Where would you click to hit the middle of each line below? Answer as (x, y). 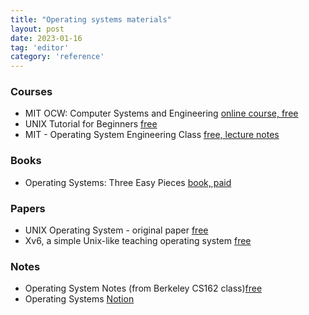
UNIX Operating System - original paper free (116, 230)
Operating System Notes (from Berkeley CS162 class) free (143, 288)
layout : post (37, 29)
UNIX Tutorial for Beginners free (91, 124)
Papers (28, 208)
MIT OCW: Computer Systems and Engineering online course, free (161, 113)
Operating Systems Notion (79, 299)
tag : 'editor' (40, 47)
